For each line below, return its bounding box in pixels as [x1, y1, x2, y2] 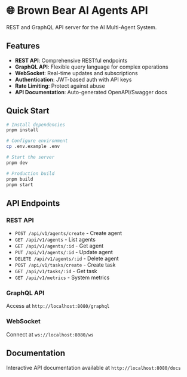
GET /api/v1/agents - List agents [14, 236, 96, 243]
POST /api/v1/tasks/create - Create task [14, 261, 116, 268]
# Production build [6, 171, 55, 177]
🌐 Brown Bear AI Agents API [6, 4, 148, 17]
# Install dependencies [6, 122, 66, 128]
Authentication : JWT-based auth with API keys [14, 76, 132, 83]
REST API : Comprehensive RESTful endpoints [14, 57, 128, 64]
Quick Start [6, 106, 50, 116]
